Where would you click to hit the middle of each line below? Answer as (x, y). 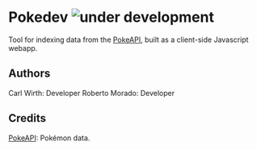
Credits (27, 118)
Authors (29, 74)
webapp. (23, 48)
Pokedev (38, 17)
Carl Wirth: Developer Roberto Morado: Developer (92, 93)
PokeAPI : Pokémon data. (49, 138)
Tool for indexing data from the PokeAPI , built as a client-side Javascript (128, 40)
